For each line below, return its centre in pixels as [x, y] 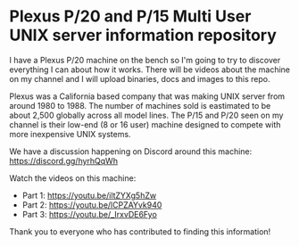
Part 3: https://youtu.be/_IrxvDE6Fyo [90, 214]
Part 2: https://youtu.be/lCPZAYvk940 [92, 205]
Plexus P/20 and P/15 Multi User [130, 16]
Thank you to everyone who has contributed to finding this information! [140, 231]
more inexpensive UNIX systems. [70, 134]
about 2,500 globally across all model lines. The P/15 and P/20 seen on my [146, 115]
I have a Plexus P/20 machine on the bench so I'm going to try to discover [145, 60]
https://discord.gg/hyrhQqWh [64, 160]
